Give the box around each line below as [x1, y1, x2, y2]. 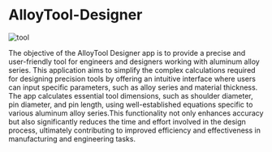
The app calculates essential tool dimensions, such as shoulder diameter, [8, 91, 253, 100]
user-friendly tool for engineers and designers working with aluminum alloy [8, 57, 260, 66]
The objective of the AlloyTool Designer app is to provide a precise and [8, 48, 246, 57]
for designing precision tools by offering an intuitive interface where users [8, 74, 256, 83]
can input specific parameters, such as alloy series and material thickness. [8, 82, 258, 92]
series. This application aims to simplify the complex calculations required [8, 65, 256, 74]
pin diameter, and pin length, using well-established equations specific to [8, 99, 253, 109]
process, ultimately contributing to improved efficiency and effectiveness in [8, 125, 261, 135]
